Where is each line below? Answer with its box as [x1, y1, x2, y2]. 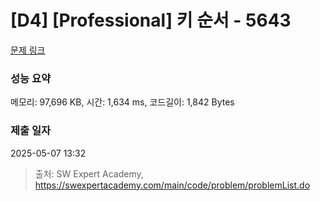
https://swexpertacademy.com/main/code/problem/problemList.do [34, 179, 311, 191]
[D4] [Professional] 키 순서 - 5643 [10, 9, 292, 32]
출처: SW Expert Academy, [34, 167, 144, 180]
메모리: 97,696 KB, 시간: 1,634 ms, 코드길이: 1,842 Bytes [10, 96, 235, 108]
